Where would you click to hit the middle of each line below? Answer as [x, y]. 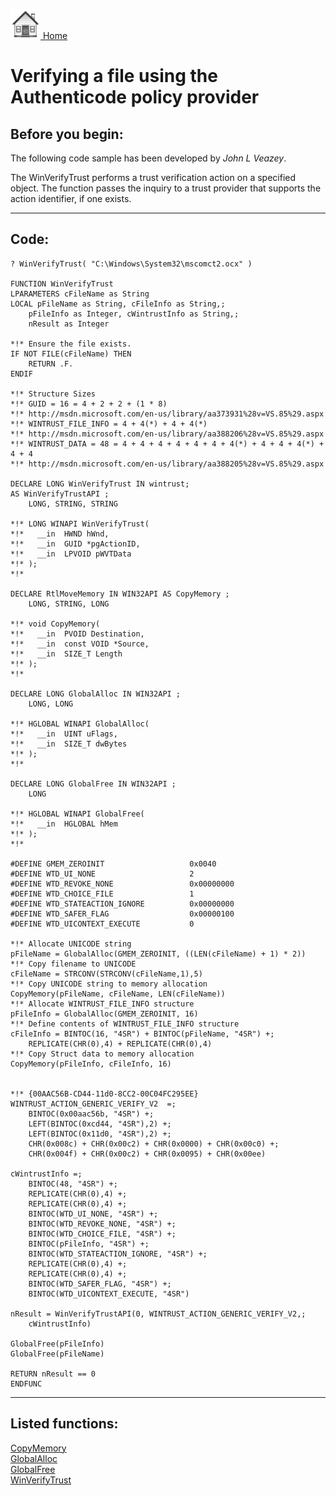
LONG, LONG [51, 704]
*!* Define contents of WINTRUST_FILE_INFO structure [125, 1024]
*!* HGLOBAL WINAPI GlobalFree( [77, 814]
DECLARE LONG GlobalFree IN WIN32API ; [93, 784]
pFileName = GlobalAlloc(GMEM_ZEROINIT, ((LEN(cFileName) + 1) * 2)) [158, 954]
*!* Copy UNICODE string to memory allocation [109, 984]
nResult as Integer [69, 324]
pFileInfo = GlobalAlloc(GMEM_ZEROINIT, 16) [104, 1014]
